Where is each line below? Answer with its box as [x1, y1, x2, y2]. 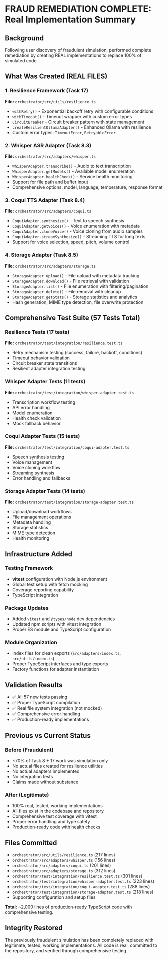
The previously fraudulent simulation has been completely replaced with [5, 937, 154, 943]
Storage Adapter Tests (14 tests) [5, 487, 86, 494]
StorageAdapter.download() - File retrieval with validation [12, 278, 129, 284]
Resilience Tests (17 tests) [5, 328, 70, 335]
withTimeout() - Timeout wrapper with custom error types [12, 113, 132, 119]
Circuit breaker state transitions [12, 360, 77, 366]
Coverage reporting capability [12, 586, 74, 593]
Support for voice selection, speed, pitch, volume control [12, 239, 130, 245]
